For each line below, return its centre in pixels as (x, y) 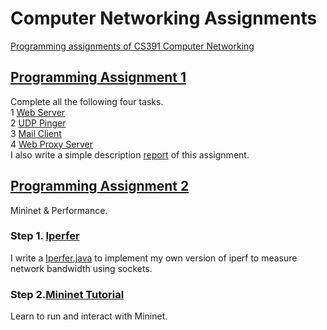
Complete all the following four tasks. (87, 101)
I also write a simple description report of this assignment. (130, 154)
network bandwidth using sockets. (81, 268)
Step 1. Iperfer (45, 236)
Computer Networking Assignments (164, 18)
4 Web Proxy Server (51, 144)
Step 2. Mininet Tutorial (67, 294)
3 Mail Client (36, 133)
